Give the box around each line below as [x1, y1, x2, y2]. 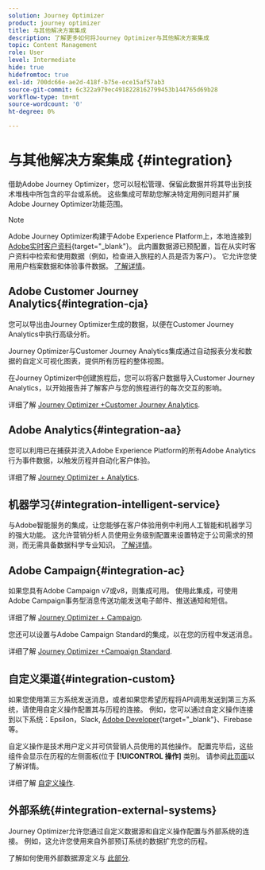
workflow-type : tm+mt [8, 93, 80, 101]
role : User [8, 49, 44, 56]
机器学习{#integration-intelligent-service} [8, 498, 221, 511]
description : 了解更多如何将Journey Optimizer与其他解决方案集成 [8, 33, 210, 42]
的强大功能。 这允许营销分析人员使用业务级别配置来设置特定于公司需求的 [8, 530, 247, 540]
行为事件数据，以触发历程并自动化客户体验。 [8, 455, 155, 465]
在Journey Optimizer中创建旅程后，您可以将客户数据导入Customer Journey [8, 373, 255, 383]
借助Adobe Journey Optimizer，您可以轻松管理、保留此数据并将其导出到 [8, 179, 246, 188]
